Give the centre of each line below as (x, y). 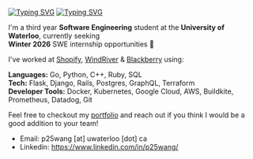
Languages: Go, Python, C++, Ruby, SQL (75, 74)
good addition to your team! (53, 123)
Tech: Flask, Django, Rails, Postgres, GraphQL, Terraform (102, 83)
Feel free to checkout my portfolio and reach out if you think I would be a (126, 115)
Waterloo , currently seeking (54, 36)
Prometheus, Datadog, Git (50, 100)
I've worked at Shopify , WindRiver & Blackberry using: (96, 59)
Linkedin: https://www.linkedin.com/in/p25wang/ (99, 147)
